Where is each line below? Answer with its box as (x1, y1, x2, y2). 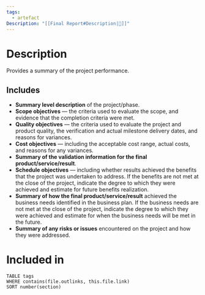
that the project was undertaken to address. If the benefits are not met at (15, 173, 199, 180)
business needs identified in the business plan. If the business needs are (15, 199, 199, 206)
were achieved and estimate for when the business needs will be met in (15, 212, 196, 220)
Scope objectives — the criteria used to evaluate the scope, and (15, 108, 179, 115)
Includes (6, 85, 40, 95)
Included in (6, 253, 64, 267)
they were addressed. (15, 231, 70, 239)
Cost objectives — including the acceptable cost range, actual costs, (15, 140, 191, 148)
